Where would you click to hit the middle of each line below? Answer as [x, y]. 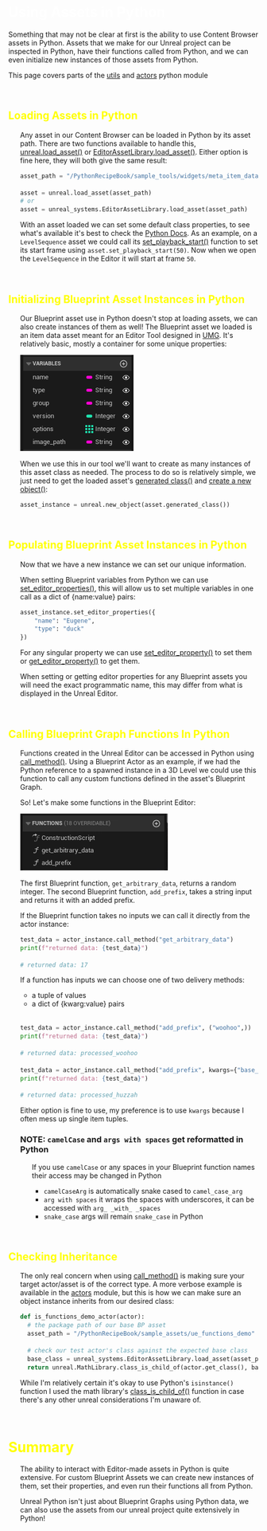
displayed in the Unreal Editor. [69, 693]
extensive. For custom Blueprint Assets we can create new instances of [137, 1478]
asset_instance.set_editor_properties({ [87, 612]
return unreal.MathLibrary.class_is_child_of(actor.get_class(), [137, 1367]
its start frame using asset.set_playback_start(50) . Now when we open [138, 250]
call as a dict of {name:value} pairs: [77, 596]
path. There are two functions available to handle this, [108, 143]
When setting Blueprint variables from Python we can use [114, 579]
